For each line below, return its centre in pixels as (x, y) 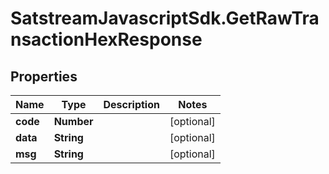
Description (131, 104)
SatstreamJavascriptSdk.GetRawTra (165, 18)
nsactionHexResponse (106, 39)
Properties (44, 76)
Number (73, 121)
